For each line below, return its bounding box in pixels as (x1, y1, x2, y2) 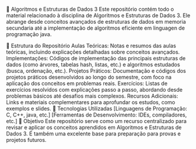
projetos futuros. (6, 137, 47, 143)
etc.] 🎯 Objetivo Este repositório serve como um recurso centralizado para (6, 118, 187, 124)
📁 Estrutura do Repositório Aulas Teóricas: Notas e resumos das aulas (6, 42, 177, 49)
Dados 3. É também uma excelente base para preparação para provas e (6, 130, 181, 137)
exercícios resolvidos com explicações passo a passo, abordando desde (6, 86, 183, 93)
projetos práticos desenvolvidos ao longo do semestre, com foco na (6, 74, 172, 80)
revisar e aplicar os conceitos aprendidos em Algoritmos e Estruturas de (6, 124, 182, 131)
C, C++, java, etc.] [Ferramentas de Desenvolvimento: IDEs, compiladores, (6, 111, 187, 118)
